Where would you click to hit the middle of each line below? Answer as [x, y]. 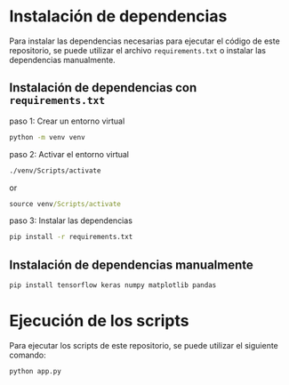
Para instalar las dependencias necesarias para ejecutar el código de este [144, 41]
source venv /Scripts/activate [65, 204]
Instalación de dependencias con [103, 88]
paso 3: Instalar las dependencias [71, 221]
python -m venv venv [48, 137]
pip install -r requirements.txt [71, 237]
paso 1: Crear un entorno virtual [67, 121]
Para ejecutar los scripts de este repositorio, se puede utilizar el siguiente [144, 345]
